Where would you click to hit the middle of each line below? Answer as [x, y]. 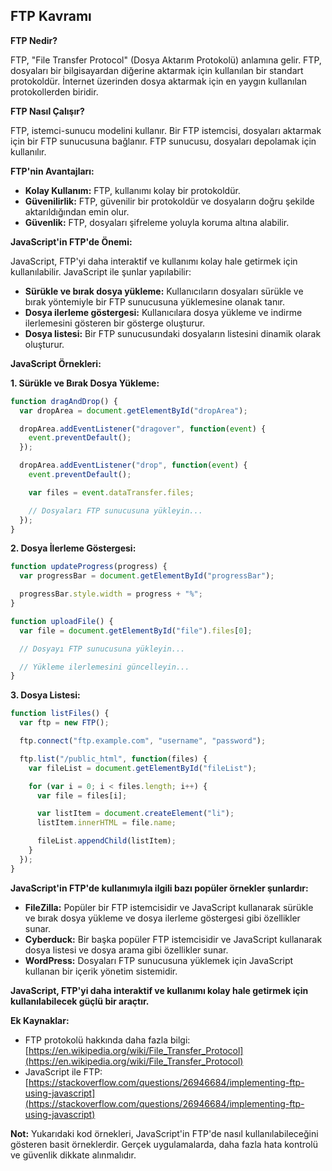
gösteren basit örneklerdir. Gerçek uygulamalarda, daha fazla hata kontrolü [164, 1144]
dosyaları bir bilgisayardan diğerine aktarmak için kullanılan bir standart [157, 70]
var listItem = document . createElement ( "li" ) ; [135, 814]
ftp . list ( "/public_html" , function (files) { [113, 759]
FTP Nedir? [34, 40]
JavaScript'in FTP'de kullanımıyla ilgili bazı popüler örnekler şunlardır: [159, 888]
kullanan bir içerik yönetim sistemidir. [101, 971]
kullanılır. [28, 151]
